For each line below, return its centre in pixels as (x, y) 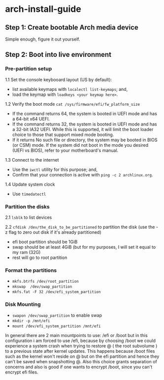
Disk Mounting (23, 304)
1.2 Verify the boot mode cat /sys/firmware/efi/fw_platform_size (73, 104)
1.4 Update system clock (30, 184)
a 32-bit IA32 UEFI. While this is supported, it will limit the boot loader (83, 129)
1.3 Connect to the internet (32, 160)
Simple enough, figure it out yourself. (43, 39)
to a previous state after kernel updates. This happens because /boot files (80, 351)
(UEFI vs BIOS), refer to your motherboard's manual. (65, 150)
